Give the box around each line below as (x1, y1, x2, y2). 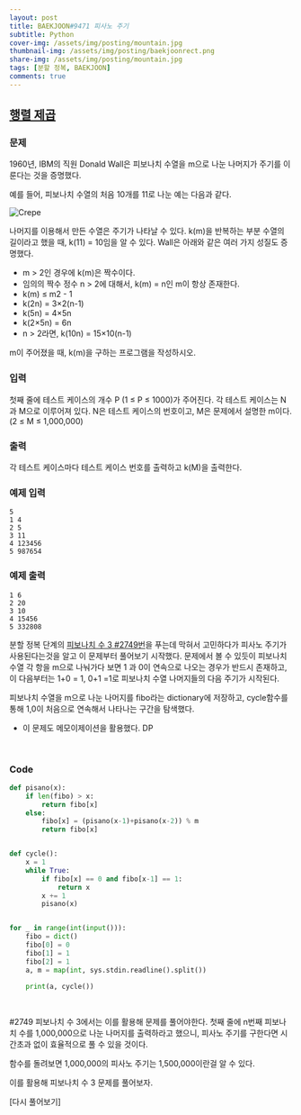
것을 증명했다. (32, 170, 82, 181)
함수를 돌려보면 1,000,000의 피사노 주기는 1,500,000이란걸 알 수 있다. (9, 1058, 256, 1069)
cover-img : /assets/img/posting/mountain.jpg (9, 38, 182, 48)
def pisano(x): (9, 783, 66, 793)
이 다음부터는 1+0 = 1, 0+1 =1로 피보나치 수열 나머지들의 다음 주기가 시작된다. (9, 673, 280, 684)
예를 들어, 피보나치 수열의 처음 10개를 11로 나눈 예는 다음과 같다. (9, 189, 232, 200)
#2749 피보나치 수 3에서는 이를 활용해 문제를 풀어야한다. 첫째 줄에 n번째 (9, 1017, 263, 1028)
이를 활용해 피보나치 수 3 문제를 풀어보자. (9, 1077, 154, 1088)
